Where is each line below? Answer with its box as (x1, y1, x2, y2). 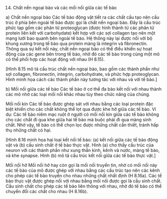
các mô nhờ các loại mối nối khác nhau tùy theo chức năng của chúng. (5, 92, 151, 97)
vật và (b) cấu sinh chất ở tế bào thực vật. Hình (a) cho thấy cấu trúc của (5, 142, 154, 148)
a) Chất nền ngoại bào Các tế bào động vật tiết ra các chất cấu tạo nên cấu (5, 14, 160, 20)
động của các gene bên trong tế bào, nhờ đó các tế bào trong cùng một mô (5, 51, 160, 57)
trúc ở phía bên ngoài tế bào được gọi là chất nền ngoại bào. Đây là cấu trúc (5, 20, 161, 25)
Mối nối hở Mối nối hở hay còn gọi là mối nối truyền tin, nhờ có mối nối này (5, 162, 158, 168)
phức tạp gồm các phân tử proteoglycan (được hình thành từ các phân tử (5, 25, 155, 31)
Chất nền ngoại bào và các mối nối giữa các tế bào (12, 5, 117, 10)
